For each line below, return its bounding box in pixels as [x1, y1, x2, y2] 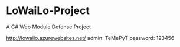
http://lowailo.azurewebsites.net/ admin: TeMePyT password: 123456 [6, 34, 175, 41]
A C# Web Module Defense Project [6, 23, 91, 30]
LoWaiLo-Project [6, 4, 90, 17]
